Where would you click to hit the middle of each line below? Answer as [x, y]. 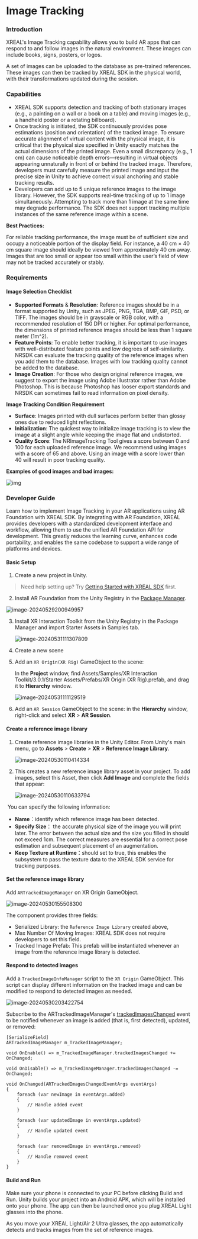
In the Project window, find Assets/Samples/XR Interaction [86, 674]
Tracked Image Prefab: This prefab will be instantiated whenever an [97, 945]
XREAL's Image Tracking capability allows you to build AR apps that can [93, 42]
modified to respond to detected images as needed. [69, 991]
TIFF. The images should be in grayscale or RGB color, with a [89, 317]
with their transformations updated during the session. [72, 79]
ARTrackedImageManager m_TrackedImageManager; [64, 1043]
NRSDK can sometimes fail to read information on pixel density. [92, 392]
